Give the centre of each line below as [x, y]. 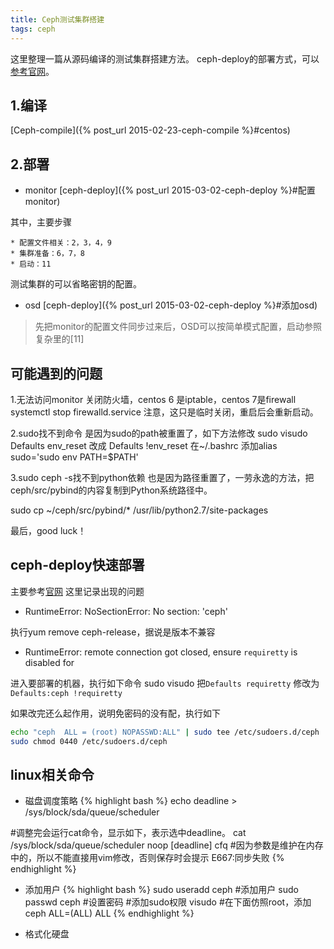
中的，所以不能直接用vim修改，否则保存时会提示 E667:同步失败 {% [147, 858]
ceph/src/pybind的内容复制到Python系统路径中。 [111, 490]
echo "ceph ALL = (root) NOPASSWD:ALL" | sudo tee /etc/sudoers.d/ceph [165, 732]
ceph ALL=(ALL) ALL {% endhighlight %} [109, 913]
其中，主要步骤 [41, 222]
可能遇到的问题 [56, 373]
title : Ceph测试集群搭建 [57, 19]
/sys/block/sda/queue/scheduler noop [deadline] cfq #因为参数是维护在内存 [167, 845]
